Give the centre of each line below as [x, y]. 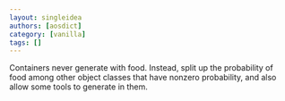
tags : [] [26, 42]
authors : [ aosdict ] [46, 26]
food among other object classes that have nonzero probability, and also [143, 78]
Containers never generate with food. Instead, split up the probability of [141, 68]
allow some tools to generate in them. [78, 87]
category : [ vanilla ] [48, 34]
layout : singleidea [46, 17]
